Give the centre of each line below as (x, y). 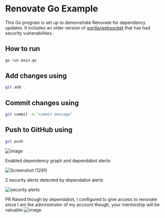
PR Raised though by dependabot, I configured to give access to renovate (81, 199)
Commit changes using (42, 103)
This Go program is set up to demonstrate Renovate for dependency (75, 22)
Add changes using (36, 76)
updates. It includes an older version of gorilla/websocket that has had (78, 27)
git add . (15, 87)
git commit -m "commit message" (39, 114)
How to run (23, 49)
